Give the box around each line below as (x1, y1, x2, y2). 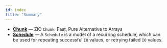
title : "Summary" (5, 12, 42, 17)
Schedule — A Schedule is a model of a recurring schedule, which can (12, 31, 161, 37)
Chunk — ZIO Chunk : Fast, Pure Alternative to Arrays (12, 26, 123, 32)
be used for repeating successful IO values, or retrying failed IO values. (12, 36, 163, 43)
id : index (5, 7, 27, 13)
